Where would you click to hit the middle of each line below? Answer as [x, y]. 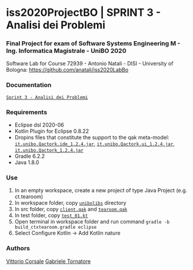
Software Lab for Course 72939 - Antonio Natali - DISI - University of [90, 64]
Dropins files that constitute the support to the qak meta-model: [92, 138]
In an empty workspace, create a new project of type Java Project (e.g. [101, 191]
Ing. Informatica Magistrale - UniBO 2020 [66, 51]
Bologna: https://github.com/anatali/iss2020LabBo [67, 70]
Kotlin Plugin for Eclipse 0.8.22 [52, 131]
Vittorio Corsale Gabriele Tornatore [49, 261]
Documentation [29, 85]
